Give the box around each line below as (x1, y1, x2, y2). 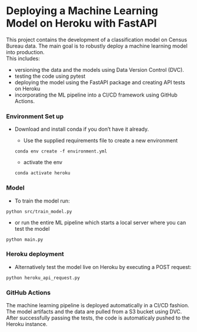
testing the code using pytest (14, 72, 86, 79)
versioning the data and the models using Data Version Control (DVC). (14, 66, 184, 73)
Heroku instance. (6, 321, 48, 328)
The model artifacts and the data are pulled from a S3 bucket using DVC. (6, 308, 182, 316)
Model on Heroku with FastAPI (6, 16, 157, 30)
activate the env (23, 159, 63, 166)
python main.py (6, 237, 44, 243)
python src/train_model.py (6, 208, 72, 214)
